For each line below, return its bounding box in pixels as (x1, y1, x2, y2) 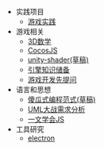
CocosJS (27, 46, 58, 55)
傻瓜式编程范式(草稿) (27, 94, 96, 104)
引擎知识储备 (27, 65, 70, 74)
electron (27, 133, 56, 143)
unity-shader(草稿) (27, 55, 89, 64)
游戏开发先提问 (27, 75, 77, 84)
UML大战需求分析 (27, 105, 86, 113)
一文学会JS (27, 114, 65, 124)
